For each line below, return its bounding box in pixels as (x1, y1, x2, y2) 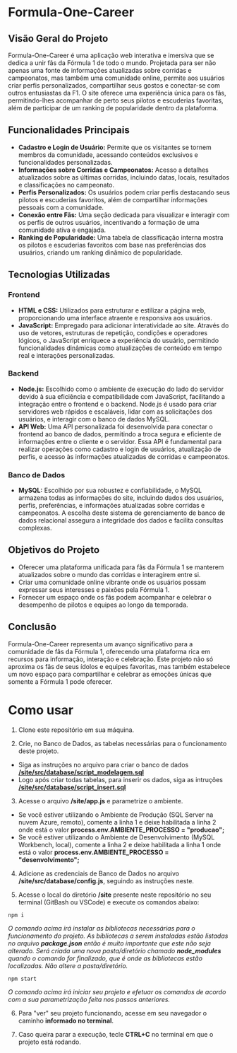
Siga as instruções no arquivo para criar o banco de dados (18, 760, 189, 769)
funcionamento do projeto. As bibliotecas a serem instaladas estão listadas (8, 931, 229, 940)
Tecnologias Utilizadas (8, 269, 111, 281)
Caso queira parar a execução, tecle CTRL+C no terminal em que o (18, 1030, 214, 1038)
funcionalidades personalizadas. (18, 158, 113, 166)
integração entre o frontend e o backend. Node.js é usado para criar (18, 400, 217, 408)
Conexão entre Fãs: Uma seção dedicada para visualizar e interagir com (18, 210, 230, 219)
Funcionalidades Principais (8, 124, 130, 136)
